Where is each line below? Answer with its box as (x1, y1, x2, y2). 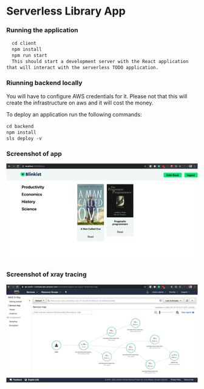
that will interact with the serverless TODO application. (6, 65, 159, 71)
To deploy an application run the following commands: (6, 110, 142, 118)
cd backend (6, 123, 34, 129)
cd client (12, 41, 36, 47)
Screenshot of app (6, 149, 63, 158)
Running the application (6, 26, 78, 35)
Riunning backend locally (6, 79, 83, 87)
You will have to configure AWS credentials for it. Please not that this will (6, 92, 188, 100)
